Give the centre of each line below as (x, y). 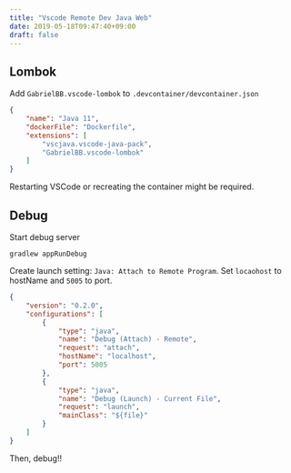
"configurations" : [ (65, 314)
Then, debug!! (35, 458)
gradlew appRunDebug (49, 254)
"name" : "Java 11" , (63, 119)
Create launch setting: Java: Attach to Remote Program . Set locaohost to (145, 271)
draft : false (34, 35)
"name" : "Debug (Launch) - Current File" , (140, 398)
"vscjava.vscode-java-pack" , (97, 144)
